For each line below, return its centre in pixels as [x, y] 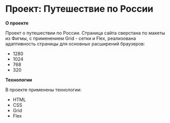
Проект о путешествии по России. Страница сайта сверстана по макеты [85, 33]
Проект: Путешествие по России [79, 9]
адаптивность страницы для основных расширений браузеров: [75, 43]
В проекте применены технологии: [44, 89]
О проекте [17, 23]
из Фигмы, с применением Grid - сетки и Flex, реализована [71, 38]
